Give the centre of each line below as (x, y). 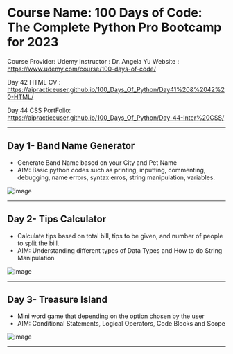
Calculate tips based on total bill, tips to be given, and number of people (120, 236)
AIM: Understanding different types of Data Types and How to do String (120, 250)
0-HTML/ (20, 97)
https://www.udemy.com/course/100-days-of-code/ (82, 69)
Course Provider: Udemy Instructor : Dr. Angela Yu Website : (93, 61)
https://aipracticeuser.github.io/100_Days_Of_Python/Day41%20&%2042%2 (116, 89)
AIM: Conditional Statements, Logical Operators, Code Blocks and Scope (121, 324)
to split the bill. (38, 243)
